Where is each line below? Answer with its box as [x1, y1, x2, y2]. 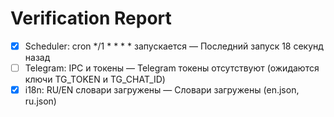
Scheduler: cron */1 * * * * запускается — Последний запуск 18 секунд [24, 40, 324, 52]
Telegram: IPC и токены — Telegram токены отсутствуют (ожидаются [24, 62, 320, 74]
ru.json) [24, 95, 57, 107]
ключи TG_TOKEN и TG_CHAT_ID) [24, 73, 166, 86]
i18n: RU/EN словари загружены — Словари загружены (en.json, [24, 84, 300, 96]
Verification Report [10, 7, 172, 30]
